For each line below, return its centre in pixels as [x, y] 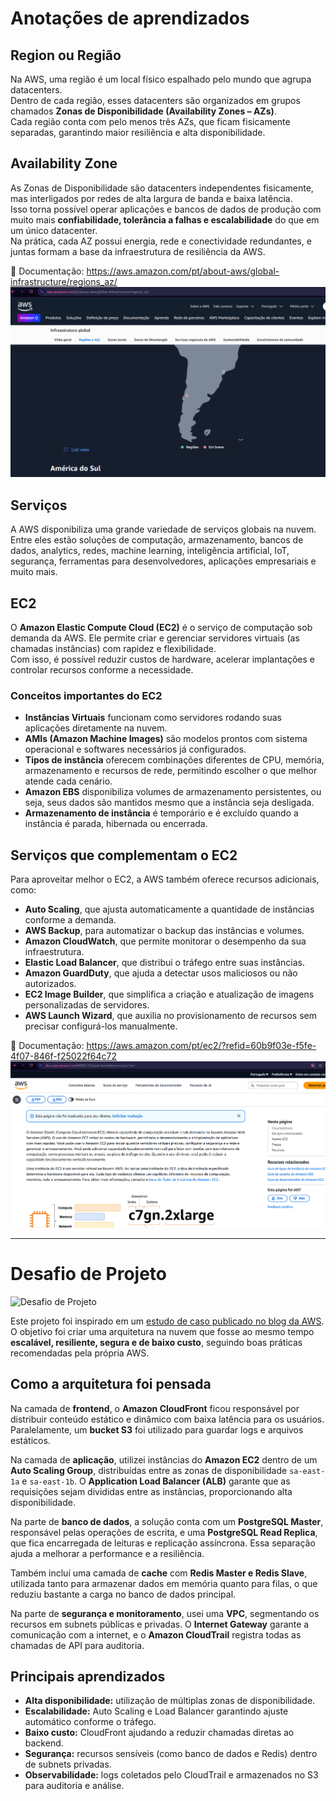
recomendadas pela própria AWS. [80, 1353]
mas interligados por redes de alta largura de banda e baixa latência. [151, 198]
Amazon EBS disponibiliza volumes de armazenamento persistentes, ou [173, 792]
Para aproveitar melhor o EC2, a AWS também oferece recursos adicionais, [165, 879]
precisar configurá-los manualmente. [101, 1026]
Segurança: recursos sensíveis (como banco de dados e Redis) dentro [171, 1754]
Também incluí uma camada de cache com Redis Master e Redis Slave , [159, 1573]
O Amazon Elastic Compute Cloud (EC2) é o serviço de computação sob [161, 628]
